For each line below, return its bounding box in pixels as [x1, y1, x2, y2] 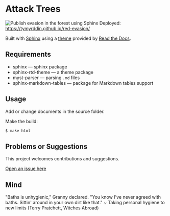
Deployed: [99, 20, 121, 26]
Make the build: [5, 118, 38, 124]
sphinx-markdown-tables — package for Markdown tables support [12, 80, 154, 86]
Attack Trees [5, 3, 61, 15]
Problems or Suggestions [5, 142, 88, 151]
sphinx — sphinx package [12, 63, 67, 69]
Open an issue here [5, 165, 46, 172]
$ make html [5, 128, 31, 133]
